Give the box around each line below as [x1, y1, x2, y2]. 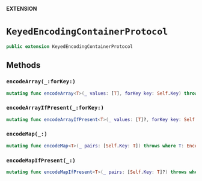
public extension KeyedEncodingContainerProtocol [6, 43, 133, 50]
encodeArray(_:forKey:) [6, 78, 76, 85]
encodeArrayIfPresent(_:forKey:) [6, 104, 104, 111]
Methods [6, 60, 41, 71]
